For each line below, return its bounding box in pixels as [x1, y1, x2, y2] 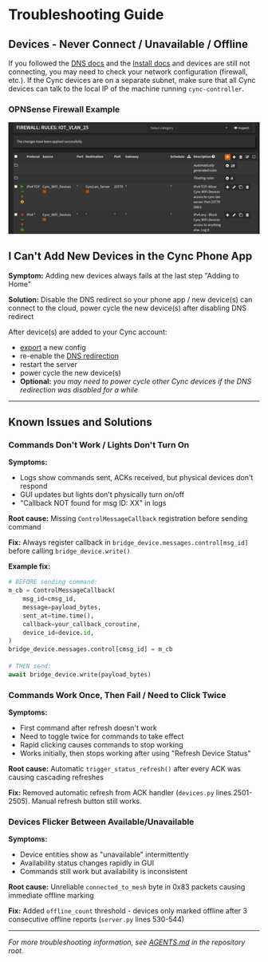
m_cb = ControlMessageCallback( [8, 586, 116, 595]
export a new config [19, 342, 86, 352]
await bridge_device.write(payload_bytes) [8, 670, 152, 679]
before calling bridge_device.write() [8, 546, 131, 556]
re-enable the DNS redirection [19, 351, 120, 361]
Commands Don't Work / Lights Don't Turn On [8, 439, 190, 450]
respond [19, 481, 48, 491]
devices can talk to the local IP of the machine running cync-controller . [8, 84, 245, 93]
